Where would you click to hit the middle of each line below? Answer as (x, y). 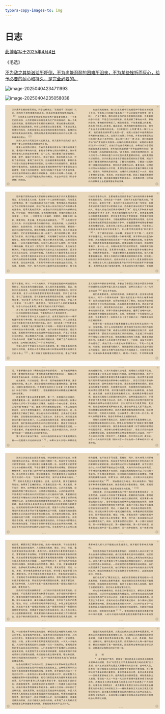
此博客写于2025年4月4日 (30, 51)
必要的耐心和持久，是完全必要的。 (44, 78)
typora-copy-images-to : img (34, 10)
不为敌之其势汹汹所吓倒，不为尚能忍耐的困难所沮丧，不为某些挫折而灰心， (80, 72)
